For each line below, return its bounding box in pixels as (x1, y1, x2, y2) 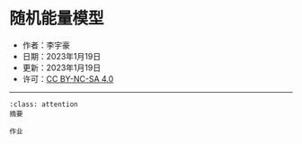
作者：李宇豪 (22, 40, 70, 50)
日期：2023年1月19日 (22, 50, 102, 61)
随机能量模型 (9, 8, 105, 29)
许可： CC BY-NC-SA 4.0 (22, 73, 114, 84)
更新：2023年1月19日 (22, 62, 102, 73)
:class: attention (9, 100, 78, 109)
